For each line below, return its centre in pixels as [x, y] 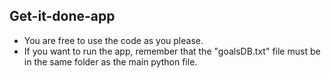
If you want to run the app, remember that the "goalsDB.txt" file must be [172, 51]
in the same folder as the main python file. [110, 61]
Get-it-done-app [62, 16]
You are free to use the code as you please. [113, 40]
